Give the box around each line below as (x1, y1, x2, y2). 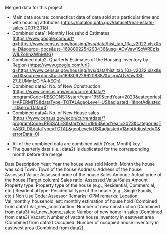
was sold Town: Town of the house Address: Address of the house (5, 166, 142, 172)
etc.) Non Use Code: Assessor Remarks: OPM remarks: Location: (5, 193, 139, 199)
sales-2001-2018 (12, 25, 47, 31)
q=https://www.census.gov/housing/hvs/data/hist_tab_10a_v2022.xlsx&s (12, 67, 161, 73)
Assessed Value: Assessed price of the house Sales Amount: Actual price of (5, 172, 162, 177)
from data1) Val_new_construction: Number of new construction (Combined (5, 204, 160, 209)
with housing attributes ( (12, 20, 63, 25)
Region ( (12, 62, 30, 68)
